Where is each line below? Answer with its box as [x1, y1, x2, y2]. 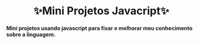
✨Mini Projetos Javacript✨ [33, 4, 169, 18]
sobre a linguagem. [6, 31, 56, 38]
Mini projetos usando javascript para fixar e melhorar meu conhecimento [6, 24, 193, 32]
